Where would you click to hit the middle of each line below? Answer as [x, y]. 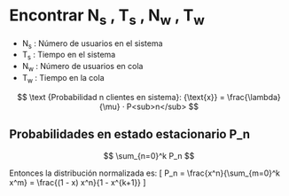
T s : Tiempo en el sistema [69, 56]
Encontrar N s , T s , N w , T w [107, 17]
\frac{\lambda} [254, 97]
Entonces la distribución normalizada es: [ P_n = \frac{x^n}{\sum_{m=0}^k [145, 173]
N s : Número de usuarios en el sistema [92, 44]
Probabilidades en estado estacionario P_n [130, 134]
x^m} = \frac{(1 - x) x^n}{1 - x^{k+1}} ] [78, 182]
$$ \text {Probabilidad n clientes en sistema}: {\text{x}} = [121, 97]
